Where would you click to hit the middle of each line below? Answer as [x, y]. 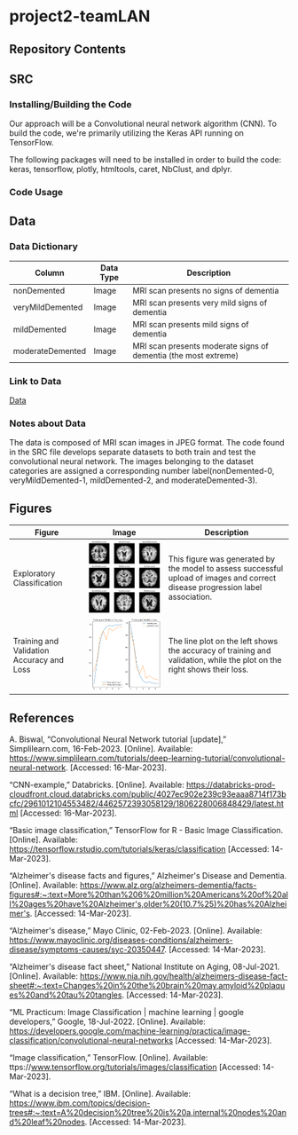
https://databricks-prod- [231, 785]
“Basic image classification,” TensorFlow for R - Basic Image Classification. [146, 831]
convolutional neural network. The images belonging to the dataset [132, 461]
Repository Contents [68, 49]
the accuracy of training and [220, 650]
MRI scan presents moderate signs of [200, 346]
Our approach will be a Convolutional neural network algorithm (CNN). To [143, 124]
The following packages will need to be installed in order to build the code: [145, 160]
